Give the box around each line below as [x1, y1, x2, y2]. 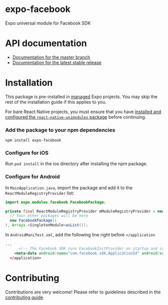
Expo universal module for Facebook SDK [5, 20, 91, 26]
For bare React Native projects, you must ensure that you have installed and [5, 109, 161, 115]
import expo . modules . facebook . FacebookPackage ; [5, 199, 106, 205]
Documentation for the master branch [12, 54, 90, 60]
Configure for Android [5, 173, 60, 180]
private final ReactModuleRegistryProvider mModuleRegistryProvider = [5, 209, 155, 214]
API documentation [5, 38, 87, 49]
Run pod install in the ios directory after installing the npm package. [5, 161, 147, 167]
